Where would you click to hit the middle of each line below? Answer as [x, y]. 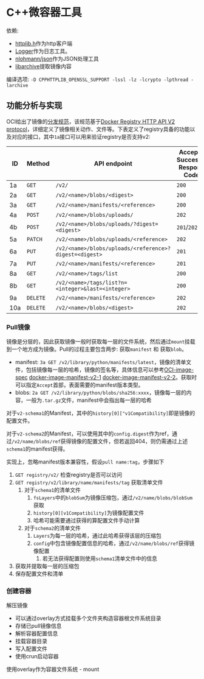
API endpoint [113, 163]
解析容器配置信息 [36, 633]
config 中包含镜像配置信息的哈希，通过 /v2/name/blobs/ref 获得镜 [114, 543]
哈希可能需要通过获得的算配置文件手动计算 [87, 521]
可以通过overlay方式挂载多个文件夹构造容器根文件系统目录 [88, 618]
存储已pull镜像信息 [38, 626]
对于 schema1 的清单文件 [52, 490]
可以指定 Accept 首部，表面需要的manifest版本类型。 [79, 385]
